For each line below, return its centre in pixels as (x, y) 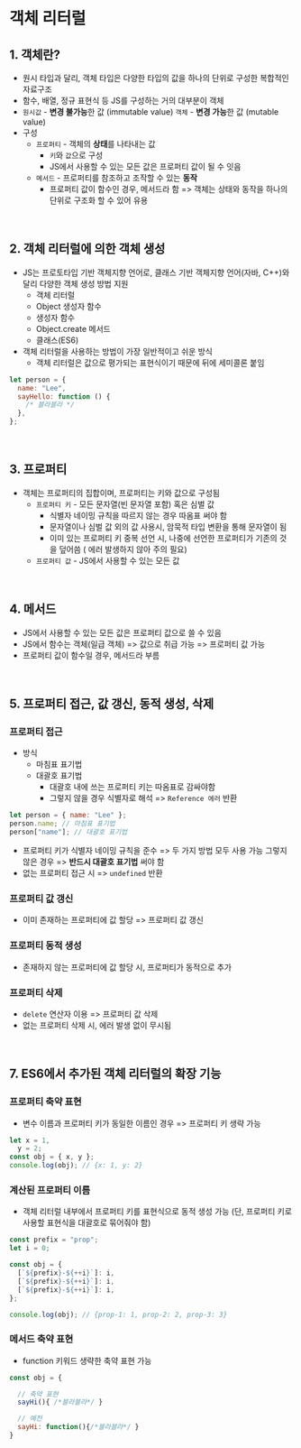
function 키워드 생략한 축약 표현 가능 (87, 1360)
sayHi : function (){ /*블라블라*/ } (78, 1427)
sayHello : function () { (64, 397)
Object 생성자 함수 (68, 306)
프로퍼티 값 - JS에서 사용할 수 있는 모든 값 (108, 560)
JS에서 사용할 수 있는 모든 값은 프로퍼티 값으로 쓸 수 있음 (122, 632)
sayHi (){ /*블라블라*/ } (60, 1402)
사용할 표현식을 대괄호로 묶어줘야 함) (87, 1222)
